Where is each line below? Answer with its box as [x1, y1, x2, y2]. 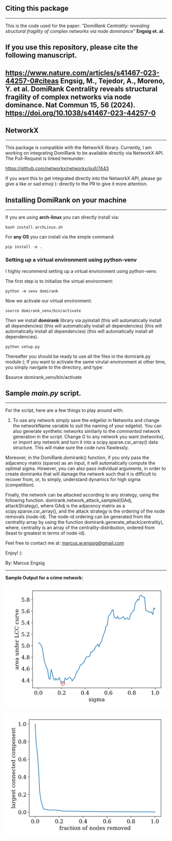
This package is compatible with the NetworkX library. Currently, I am [5, 144, 152, 151]
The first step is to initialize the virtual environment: [5, 278, 114, 284]
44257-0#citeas [5, 77, 59, 85]
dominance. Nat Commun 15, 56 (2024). [5, 100, 136, 109]
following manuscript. [5, 51, 77, 60]
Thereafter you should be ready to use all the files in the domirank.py [5, 353, 151, 359]
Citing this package [5, 4, 69, 13]
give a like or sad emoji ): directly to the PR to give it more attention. [5, 181, 148, 187]
